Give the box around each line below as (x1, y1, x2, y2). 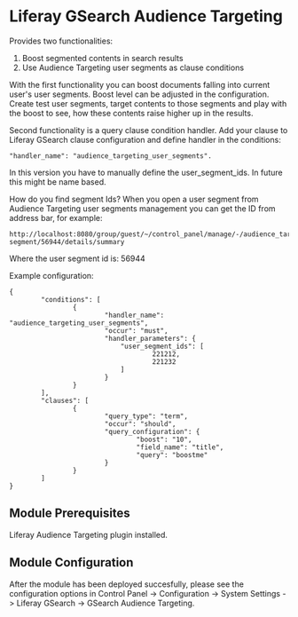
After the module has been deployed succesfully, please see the (9, 579, 244, 589)
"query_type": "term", (104, 411, 189, 421)
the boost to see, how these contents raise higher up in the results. (9, 107, 254, 118)
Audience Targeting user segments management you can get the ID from (9, 202, 277, 214)
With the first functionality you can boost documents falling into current (9, 79, 271, 90)
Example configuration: (9, 270, 95, 281)
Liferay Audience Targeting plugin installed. (9, 529, 169, 540)
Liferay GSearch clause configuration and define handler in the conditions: (9, 134, 281, 145)
